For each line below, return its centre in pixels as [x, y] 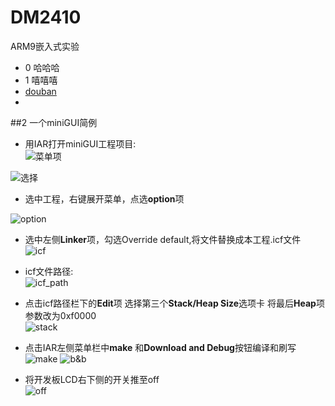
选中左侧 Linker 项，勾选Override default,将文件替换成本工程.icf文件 [163, 239]
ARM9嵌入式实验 [45, 46]
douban [40, 91]
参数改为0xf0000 [60, 315]
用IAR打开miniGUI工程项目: [80, 143]
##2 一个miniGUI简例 [54, 122]
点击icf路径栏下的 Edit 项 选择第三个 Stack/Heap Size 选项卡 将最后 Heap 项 [174, 303]
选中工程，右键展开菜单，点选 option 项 [104, 198]
